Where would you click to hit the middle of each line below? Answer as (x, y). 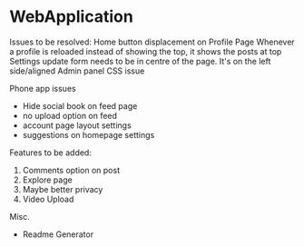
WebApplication (71, 17)
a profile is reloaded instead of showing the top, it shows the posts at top (146, 51)
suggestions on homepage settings (88, 134)
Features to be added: (51, 153)
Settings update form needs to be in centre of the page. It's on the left (140, 61)
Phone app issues (43, 88)
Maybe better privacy (63, 189)
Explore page (47, 180)
